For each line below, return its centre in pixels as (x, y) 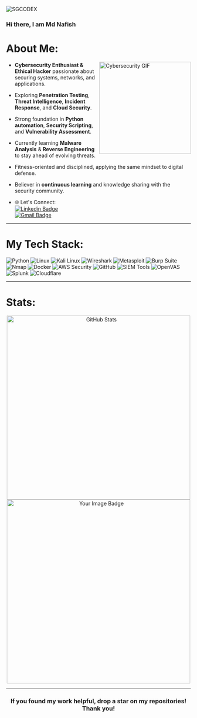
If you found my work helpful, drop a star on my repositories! (98, 701)
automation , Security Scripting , (54, 125)
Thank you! (98, 708)
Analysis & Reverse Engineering (55, 149)
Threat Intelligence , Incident (50, 101)
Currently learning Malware (48, 143)
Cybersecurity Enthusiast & (49, 65)
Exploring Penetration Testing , (52, 95)
